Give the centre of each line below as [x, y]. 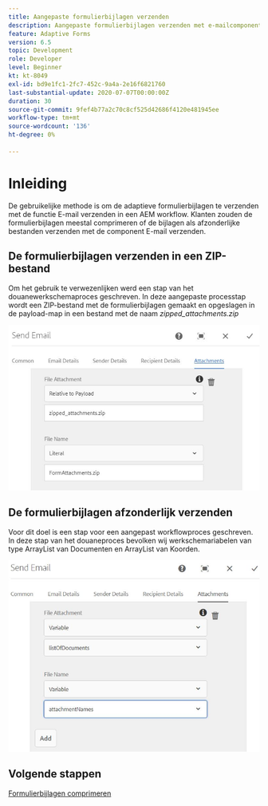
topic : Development [41, 51]
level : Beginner [35, 68]
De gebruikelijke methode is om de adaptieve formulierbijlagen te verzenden [134, 205]
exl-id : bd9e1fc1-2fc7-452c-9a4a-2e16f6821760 [87, 84]
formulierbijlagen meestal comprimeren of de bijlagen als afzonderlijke [124, 223]
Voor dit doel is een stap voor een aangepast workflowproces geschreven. [131, 531]
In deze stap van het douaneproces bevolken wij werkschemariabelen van [130, 540]
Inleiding [38, 183]
